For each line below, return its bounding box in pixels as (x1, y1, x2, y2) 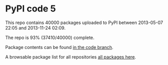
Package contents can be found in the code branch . (5, 44, 114, 50)
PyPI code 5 (5, 3, 56, 14)
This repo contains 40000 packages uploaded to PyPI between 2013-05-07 (5, 19, 163, 25)
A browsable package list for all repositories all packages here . (5, 53, 137, 60)
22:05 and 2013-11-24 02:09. (5, 24, 66, 30)
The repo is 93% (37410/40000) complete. (5, 34, 95, 40)
